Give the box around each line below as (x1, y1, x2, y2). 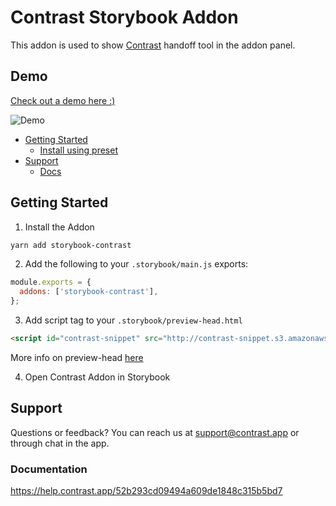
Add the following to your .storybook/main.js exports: (24, 258, 249, 270)
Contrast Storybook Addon (10, 6, 239, 29)
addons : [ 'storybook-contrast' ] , (19, 287, 159, 297)
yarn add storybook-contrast (10, 240, 132, 250)
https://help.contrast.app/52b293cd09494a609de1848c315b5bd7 (10, 485, 283, 497)
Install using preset (39, 144, 119, 156)
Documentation (10, 462, 88, 476)
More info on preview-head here (10, 351, 144, 363)
